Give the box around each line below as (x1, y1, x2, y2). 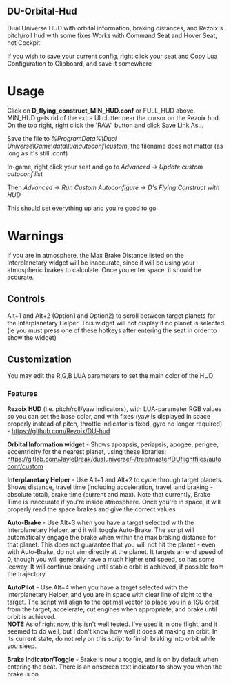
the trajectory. (7, 569, 47, 578)
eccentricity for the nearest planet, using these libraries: (7, 447, 167, 455)
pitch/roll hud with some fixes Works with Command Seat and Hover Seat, (7, 31, 218, 39)
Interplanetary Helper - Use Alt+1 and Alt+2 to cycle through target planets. (7, 475, 223, 484)
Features (7, 389, 38, 399)
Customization (7, 353, 72, 365)
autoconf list (7, 169, 43, 178)
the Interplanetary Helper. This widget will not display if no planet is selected (7, 319, 225, 327)
